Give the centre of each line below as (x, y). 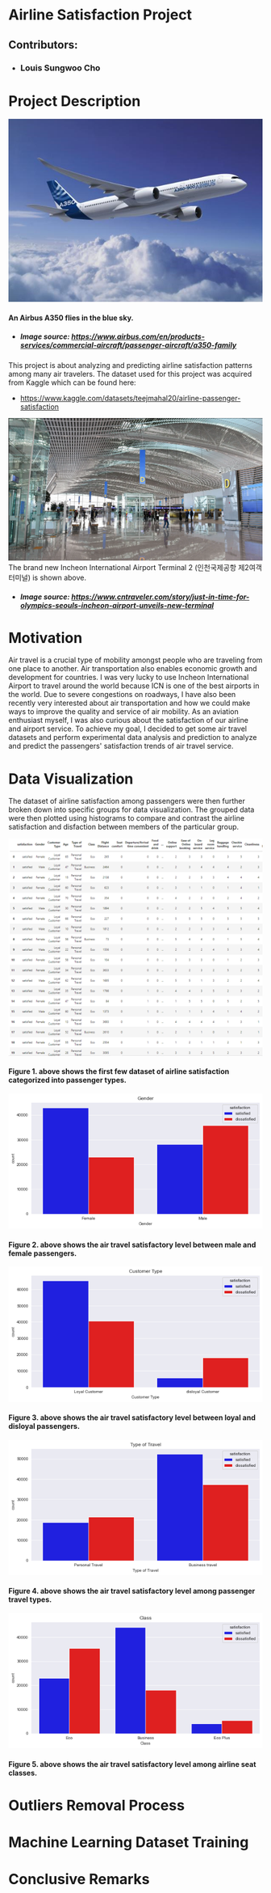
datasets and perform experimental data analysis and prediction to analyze (133, 737)
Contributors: (43, 45)
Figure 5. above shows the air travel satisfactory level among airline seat (132, 1764)
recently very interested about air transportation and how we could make (129, 703)
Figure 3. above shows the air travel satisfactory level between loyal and (132, 1418)
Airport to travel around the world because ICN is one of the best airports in (134, 686)
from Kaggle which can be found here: (72, 382)
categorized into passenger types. (68, 1080)
